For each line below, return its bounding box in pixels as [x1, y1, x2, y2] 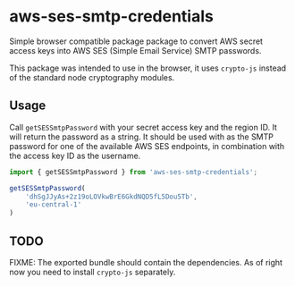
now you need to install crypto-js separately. [9, 266, 176, 277]
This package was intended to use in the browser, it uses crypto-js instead [9, 63, 287, 73]
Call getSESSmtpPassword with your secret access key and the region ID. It [9, 122, 277, 132]
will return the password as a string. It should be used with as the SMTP [9, 131, 274, 142]
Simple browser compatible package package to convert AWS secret [9, 36, 264, 46]
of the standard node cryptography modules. [9, 71, 175, 82]
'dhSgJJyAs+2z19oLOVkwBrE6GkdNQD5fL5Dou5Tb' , [25, 192, 198, 201]
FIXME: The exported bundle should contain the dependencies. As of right [9, 257, 283, 267]
